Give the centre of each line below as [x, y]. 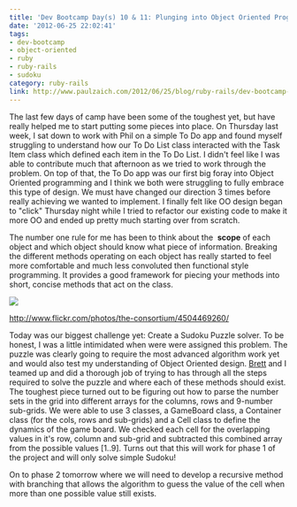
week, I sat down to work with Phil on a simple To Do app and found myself [146, 135]
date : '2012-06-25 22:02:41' [63, 26]
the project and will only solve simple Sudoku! [93, 457]
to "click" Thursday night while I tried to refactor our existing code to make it [148, 211]
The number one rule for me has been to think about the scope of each [140, 237]
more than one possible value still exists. [83, 493]
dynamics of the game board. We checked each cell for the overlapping [140, 429]
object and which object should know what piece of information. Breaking [143, 246]
